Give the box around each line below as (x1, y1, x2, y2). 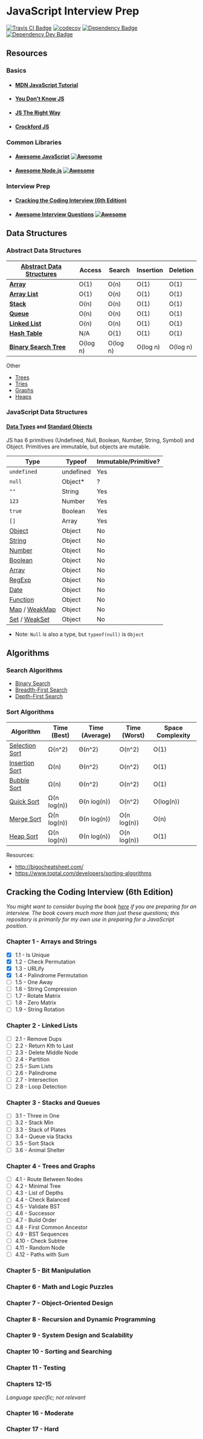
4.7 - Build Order (14, 1216, 57, 1224)
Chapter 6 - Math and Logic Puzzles (6, 1282, 114, 1291)
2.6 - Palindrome (14, 1069, 57, 1077)
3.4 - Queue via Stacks (14, 1133, 72, 1140)
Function (9, 595, 34, 603)
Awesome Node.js (14, 166, 62, 174)
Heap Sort (9, 832, 38, 841)
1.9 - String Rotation (14, 1006, 65, 1013)
